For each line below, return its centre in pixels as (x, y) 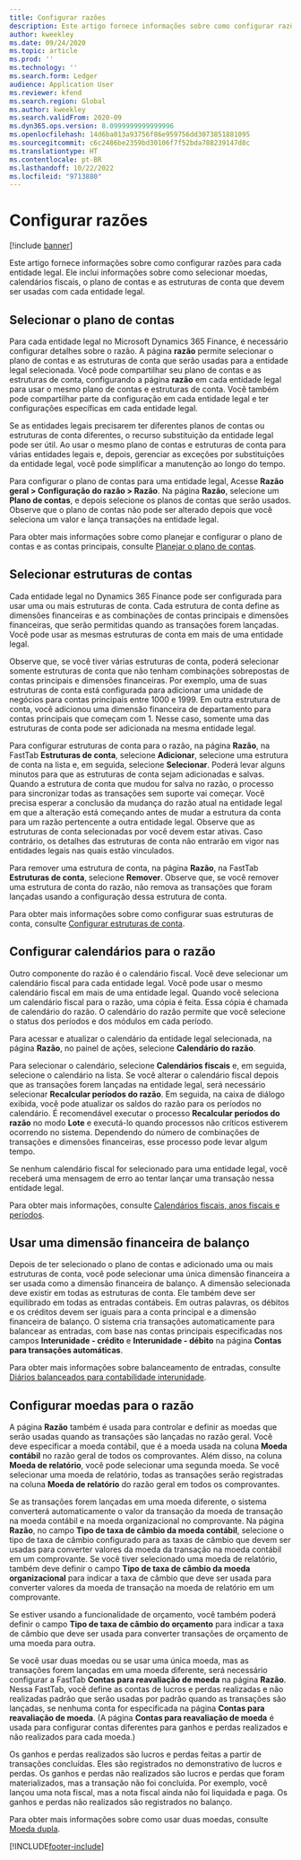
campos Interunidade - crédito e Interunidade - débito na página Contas (146, 1341)
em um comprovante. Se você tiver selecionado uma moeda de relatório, (143, 1559)
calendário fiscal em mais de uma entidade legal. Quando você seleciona (144, 992)
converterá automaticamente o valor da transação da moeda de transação (146, 1512)
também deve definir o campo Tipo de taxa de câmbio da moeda (130, 1569)
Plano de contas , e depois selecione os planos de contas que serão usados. (150, 500)
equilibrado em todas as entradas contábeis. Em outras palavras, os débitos (149, 1302)
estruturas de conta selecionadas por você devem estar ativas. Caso (136, 831)
